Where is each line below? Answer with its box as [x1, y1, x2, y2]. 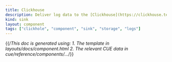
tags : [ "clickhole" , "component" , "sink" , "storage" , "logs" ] [5, 26, 141, 32]
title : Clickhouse [5, 7, 45, 13]
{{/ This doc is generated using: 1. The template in [5, 40, 110, 46]
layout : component [5, 21, 45, 27]
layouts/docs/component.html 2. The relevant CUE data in [5, 46, 128, 52]
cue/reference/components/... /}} [5, 51, 74, 57]
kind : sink [5, 17, 29, 22]
